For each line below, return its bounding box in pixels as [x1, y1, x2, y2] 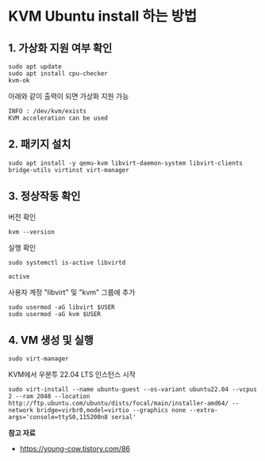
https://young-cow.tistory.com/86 [19, 444, 131, 454]
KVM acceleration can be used [8, 114, 109, 122]
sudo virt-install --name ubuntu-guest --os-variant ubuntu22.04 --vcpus [8, 386, 258, 394]
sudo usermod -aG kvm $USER [8, 310, 102, 318]
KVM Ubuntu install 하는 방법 [8, 7, 197, 25]
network [8, 406, 34, 414]
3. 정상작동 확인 [8, 189, 81, 203]
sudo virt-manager [8, 355, 69, 363]
